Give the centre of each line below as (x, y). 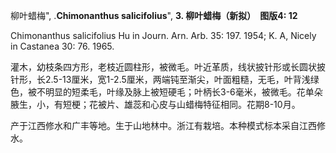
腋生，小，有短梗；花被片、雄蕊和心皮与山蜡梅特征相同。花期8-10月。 (155, 104)
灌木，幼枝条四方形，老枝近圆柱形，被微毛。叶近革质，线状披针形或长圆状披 (168, 67)
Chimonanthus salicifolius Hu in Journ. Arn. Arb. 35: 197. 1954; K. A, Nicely (163, 35)
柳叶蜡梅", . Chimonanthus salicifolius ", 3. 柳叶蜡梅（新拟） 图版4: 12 (154, 15)
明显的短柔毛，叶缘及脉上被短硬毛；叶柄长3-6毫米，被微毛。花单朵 (183, 92)
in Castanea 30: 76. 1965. (62, 46)
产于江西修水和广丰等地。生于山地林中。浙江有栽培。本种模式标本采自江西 (163, 125)
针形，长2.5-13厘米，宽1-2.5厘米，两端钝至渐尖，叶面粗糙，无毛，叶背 (156, 79)
